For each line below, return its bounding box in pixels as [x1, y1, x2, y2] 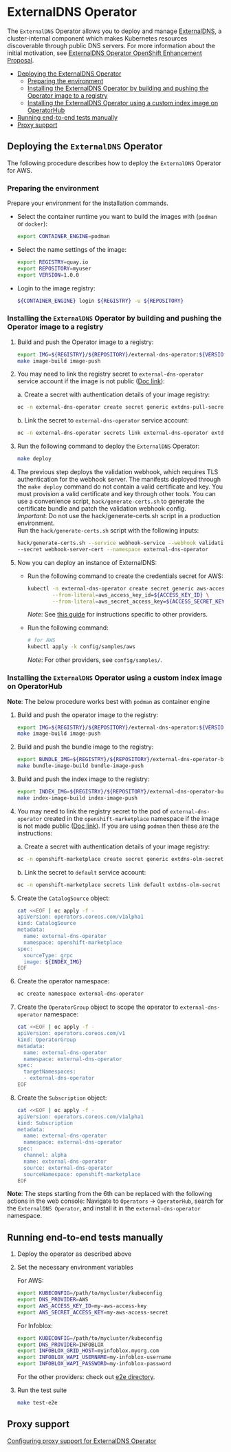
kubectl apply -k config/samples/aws [27, 643, 136, 650]
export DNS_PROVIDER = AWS [16, 1296, 89, 1303]
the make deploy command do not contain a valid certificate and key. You [16, 482, 223, 491]
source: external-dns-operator [23, 1164, 113, 1171]
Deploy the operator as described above [16, 1250, 132, 1258]
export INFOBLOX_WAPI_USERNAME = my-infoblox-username [16, 1354, 172, 1361]
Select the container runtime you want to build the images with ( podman [16, 213, 217, 221]
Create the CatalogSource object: [16, 894, 110, 902]
